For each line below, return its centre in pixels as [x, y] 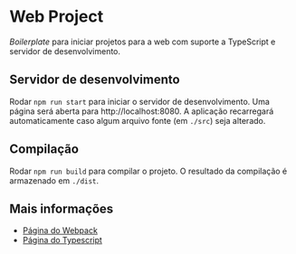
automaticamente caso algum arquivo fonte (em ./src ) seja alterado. [138, 120]
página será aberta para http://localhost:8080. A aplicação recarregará [142, 111]
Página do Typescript [62, 240]
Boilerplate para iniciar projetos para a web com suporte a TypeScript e [143, 42]
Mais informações [62, 208]
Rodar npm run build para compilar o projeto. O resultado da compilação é [148, 171]
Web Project [57, 17]
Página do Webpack [60, 230]
